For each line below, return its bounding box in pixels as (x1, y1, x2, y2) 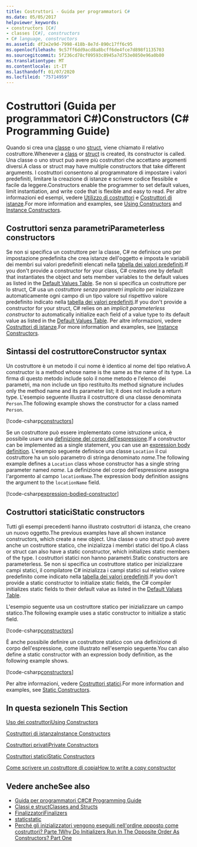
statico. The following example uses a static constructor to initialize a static (6, 609, 186, 616)
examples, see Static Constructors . (6, 686, 91, 693)
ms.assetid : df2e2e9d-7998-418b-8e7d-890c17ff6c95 (6, 42, 133, 48)
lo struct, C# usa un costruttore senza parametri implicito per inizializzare (6, 286, 184, 293)
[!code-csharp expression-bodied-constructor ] (6, 490, 119, 497)
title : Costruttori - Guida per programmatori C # (6, 8, 131, 15)
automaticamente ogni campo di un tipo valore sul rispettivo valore (6, 292, 168, 299)
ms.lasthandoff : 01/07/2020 (6, 69, 75, 75)
